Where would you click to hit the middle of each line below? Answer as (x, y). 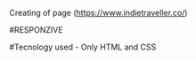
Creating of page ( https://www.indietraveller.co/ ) (98, 13)
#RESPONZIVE (37, 30)
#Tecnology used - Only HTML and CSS (83, 47)
